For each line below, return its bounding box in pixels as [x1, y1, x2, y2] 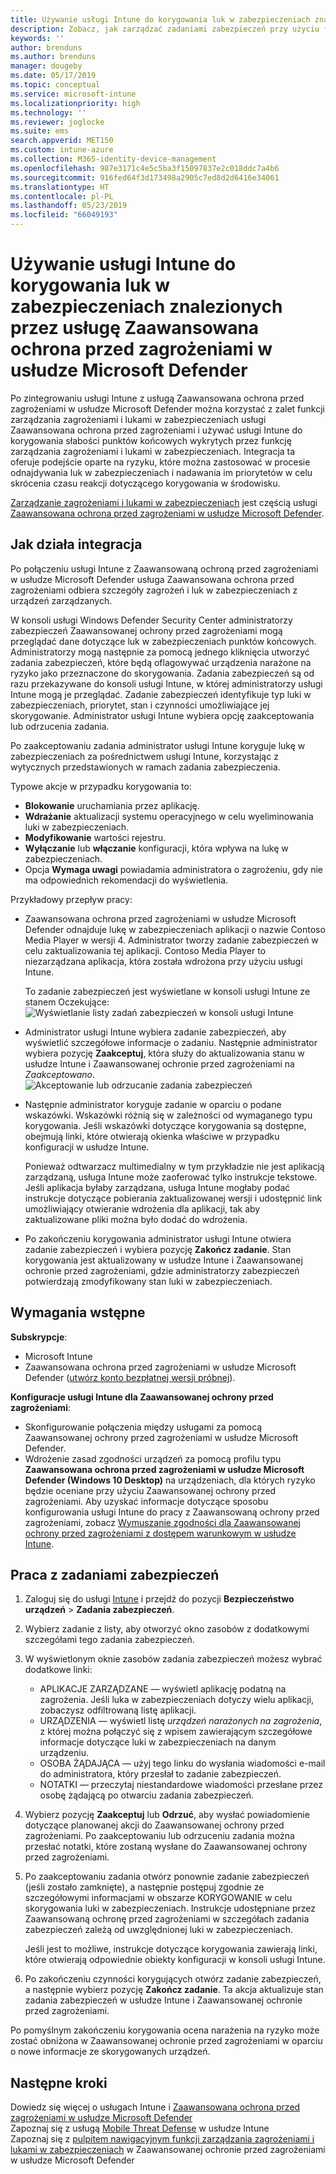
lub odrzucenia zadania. [10, 720, 110, 732]
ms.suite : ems [10, 126, 70, 136]
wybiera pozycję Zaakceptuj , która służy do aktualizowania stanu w [24, 1047, 305, 1059]
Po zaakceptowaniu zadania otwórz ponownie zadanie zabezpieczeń [24, 1871, 310, 1883]
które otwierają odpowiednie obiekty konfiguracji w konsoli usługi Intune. [24, 1954, 326, 1966]
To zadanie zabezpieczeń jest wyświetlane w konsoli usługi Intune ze [24, 985, 311, 997]
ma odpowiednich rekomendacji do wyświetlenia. [24, 874, 229, 886]
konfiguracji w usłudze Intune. [24, 1141, 150, 1153]
